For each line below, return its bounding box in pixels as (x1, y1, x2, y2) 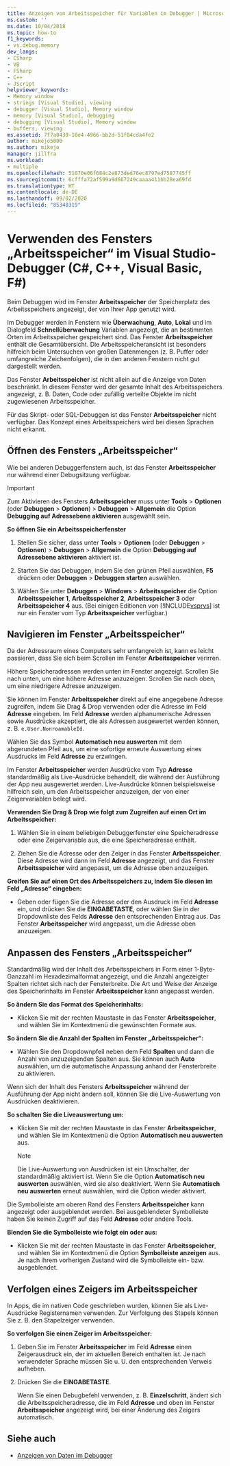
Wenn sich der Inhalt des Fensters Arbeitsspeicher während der (7, 1083, 190, 1091)
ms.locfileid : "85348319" (7, 202, 81, 209)
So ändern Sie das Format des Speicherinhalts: (7, 1000, 144, 1009)
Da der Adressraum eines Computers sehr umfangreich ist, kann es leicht (7, 647, 214, 655)
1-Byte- (194, 965, 216, 974)
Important (7, 483, 35, 492)
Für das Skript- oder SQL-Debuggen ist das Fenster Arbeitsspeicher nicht (7, 410, 217, 419)
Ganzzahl (7, 972, 34, 981)
